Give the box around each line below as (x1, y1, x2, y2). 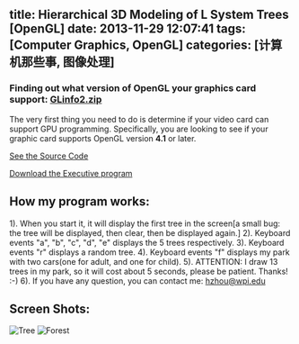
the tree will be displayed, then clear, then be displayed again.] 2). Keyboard (9, 227, 291, 238)
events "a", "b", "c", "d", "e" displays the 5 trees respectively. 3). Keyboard (9, 237, 285, 248)
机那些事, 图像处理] (9, 54, 115, 70)
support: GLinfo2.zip (9, 94, 102, 106)
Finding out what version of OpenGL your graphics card (9, 82, 257, 95)
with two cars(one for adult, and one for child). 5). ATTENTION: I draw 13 (9, 256, 278, 267)
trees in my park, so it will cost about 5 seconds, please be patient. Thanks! (9, 266, 289, 276)
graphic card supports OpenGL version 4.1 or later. (9, 132, 197, 143)
